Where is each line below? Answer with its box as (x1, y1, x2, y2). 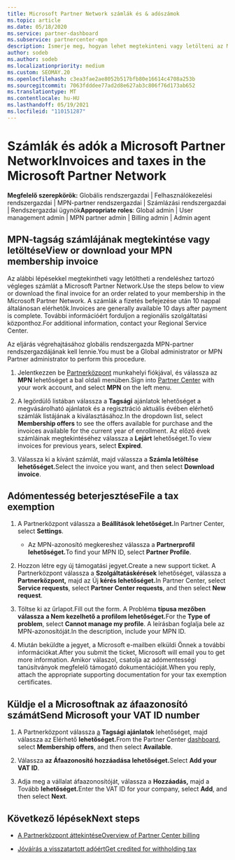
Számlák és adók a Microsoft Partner (7, 138, 226, 154)
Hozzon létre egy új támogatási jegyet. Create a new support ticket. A (17, 562, 216, 570)
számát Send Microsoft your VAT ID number (7, 709, 201, 721)
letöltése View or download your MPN (7, 244, 173, 256)
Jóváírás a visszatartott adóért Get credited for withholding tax (17, 845, 197, 853)
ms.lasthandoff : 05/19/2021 (7, 102, 90, 109)
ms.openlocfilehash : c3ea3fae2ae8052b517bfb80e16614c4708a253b (7, 75, 196, 83)
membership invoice (7, 256, 99, 268)
